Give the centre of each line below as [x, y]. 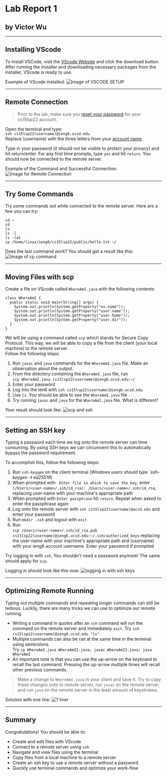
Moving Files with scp [40, 277]
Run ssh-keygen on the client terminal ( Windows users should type [80, 472]
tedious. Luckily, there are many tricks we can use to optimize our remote [80, 608]
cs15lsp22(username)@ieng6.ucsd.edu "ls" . [56, 633]
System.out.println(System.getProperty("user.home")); [72, 316]
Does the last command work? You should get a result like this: [69, 251]
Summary [21, 720]
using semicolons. [31, 644]
